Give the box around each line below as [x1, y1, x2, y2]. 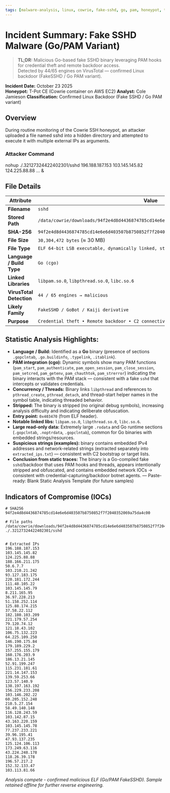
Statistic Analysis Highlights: [5, 335, 99, 344]
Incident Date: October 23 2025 [5, 83, 73, 89]
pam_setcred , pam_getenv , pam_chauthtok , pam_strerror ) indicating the [12, 370, 156, 376]
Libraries [8, 280, 30, 287]
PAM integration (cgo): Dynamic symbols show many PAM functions [12, 359, 156, 366]
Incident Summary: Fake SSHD [5, 29, 137, 41]
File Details [5, 182, 41, 191]
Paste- [148, 473, 162, 479]
